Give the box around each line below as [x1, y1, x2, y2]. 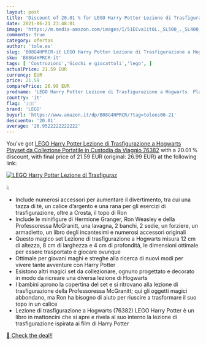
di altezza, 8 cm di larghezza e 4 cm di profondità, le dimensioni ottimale [15, 242, 199, 249]
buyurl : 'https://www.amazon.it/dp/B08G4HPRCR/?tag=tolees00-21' [6, 112, 177, 118]
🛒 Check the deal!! [6, 332, 53, 339]
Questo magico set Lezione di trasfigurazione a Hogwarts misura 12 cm [15, 235, 196, 242]
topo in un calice [15, 300, 58, 308]
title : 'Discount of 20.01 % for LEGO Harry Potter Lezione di [6, 15, 172, 21]
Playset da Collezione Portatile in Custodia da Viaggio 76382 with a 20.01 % [6, 147, 198, 154]
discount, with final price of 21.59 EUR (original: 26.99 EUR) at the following [6, 153, 197, 160]
